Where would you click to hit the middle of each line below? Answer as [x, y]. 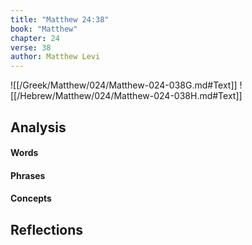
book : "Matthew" [44, 29]
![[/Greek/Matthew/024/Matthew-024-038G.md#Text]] [124, 85]
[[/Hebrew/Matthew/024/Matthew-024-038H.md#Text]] [126, 96]
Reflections [47, 229]
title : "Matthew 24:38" [60, 19]
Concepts [31, 198]
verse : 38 [31, 47]
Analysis [38, 127]
